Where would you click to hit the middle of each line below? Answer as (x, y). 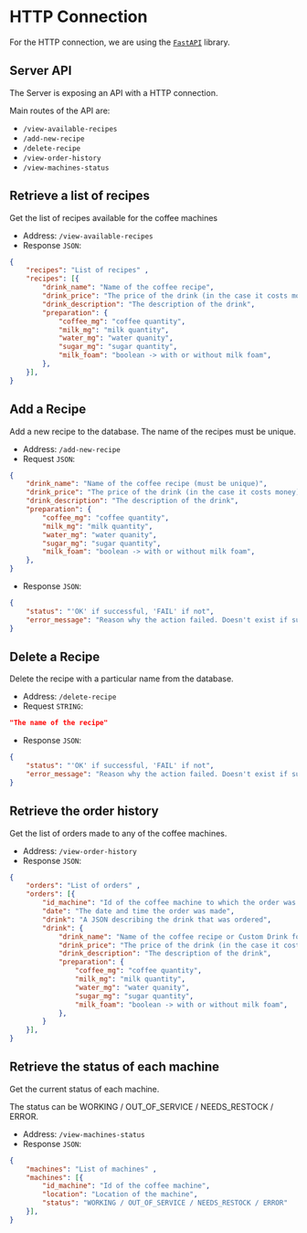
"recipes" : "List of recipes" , (87, 270)
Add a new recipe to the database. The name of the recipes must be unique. (153, 431)
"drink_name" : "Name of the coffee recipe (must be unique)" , (147, 484)
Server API (41, 71)
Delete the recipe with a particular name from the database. (122, 679)
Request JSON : (49, 458)
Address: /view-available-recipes (88, 236)
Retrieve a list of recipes (80, 196)
